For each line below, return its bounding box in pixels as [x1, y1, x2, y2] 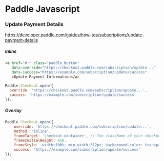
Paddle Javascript [5, 3, 80, 15]
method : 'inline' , [14, 129, 51, 134]
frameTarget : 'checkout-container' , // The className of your [14, 134, 143, 138]
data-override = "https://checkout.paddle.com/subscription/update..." [11, 65, 156, 70]
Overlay [5, 108, 22, 114]
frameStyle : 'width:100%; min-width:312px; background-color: [14, 142, 143, 147]
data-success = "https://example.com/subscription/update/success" [11, 70, 147, 75]
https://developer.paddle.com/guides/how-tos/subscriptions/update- [5, 32, 144, 38]
